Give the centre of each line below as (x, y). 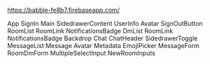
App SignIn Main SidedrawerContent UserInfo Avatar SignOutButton (105, 23)
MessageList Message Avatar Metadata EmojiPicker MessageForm (103, 46)
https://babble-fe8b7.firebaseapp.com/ (64, 10)
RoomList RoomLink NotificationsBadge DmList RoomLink (90, 31)
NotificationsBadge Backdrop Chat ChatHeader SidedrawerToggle (103, 38)
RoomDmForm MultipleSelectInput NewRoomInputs (81, 53)
